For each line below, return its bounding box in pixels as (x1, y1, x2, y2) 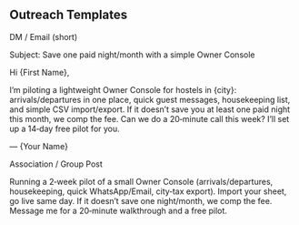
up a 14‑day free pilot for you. (9, 123, 120, 134)
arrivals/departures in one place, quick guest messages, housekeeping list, (9, 94, 291, 105)
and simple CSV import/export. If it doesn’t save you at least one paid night (9, 104, 291, 115)
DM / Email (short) (9, 31, 78, 42)
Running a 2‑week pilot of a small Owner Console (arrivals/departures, (9, 176, 274, 187)
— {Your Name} (9, 140, 68, 151)
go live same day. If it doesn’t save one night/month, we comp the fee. (9, 195, 273, 206)
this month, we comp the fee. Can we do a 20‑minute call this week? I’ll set (9, 113, 290, 124)
